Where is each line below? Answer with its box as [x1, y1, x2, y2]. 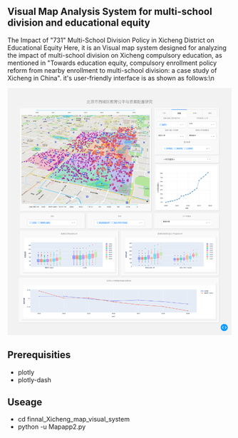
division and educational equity [7, 17, 151, 29]
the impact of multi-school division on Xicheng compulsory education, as [7, 51, 222, 59]
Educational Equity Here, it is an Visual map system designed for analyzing [7, 43, 227, 52]
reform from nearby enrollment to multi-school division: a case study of [7, 66, 217, 74]
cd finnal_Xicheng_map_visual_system [17, 415, 130, 424]
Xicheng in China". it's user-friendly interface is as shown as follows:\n [7, 73, 215, 82]
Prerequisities [7, 349, 71, 361]
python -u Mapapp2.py [17, 422, 86, 431]
